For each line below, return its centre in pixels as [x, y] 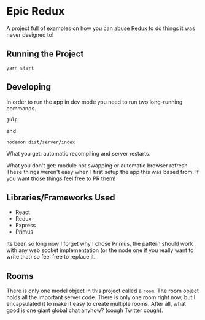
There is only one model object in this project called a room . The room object [103, 291]
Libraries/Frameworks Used [61, 197]
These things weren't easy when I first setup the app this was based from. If [103, 172]
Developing [29, 87]
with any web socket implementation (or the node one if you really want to [100, 250]
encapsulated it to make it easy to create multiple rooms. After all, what [96, 304]
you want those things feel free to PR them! [61, 178]
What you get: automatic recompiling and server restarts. [79, 153]
